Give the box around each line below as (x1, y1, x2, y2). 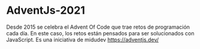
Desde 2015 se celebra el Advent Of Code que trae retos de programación (6, 23, 190, 30)
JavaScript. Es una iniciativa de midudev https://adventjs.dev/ (6, 36, 159, 43)
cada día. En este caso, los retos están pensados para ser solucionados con (6, 29, 195, 36)
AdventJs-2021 (6, 4, 85, 17)
